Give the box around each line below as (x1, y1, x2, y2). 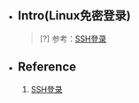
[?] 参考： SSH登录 (39, 33, 107, 44)
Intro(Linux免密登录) (17, 8, 131, 24)
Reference (17, 60, 77, 75)
